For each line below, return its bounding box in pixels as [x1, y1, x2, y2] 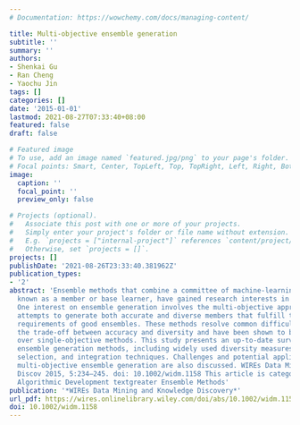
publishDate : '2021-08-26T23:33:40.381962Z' [9, 261, 178, 270]
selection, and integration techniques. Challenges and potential [17, 353, 270, 362]
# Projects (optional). [9, 211, 98, 220]
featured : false [9, 121, 70, 130]
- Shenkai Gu [9, 63, 58, 72]
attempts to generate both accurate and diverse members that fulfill [17, 310, 286, 320]
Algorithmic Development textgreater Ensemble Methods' [17, 378, 229, 387]
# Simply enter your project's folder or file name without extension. [9, 228, 290, 237]
